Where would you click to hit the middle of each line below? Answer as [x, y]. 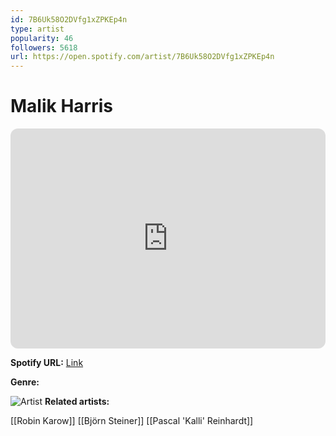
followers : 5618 [44, 47]
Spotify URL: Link [47, 363]
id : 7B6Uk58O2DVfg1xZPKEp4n [69, 19]
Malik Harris [61, 106]
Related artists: [77, 402]
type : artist [37, 29]
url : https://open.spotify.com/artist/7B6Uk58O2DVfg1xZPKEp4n [142, 57]
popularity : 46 [42, 38]
